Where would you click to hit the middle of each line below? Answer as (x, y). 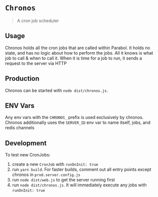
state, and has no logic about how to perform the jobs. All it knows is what (79, 53)
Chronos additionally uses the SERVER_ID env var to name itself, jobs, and (78, 122)
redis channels (20, 128)
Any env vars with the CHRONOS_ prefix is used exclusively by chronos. (74, 118)
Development (26, 143)
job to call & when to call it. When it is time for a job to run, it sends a (74, 58)
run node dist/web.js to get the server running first (63, 180)
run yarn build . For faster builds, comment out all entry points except (82, 170)
